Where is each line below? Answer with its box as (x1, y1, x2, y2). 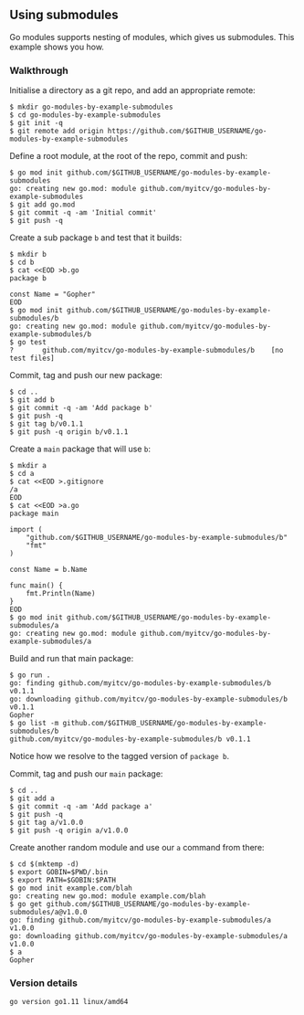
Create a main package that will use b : (9, 443, 151, 455)
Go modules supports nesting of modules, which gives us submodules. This (9, 31, 295, 42)
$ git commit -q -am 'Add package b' (9, 404, 153, 413)
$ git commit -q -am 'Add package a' (9, 802, 153, 811)
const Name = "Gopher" (9, 290, 96, 300)
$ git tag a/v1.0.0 (9, 818, 84, 828)
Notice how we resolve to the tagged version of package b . (9, 751, 230, 762)
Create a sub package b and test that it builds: (9, 232, 183, 243)
